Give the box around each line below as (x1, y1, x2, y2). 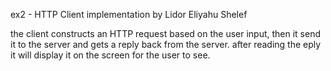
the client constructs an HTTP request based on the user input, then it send (10, 28, 322, 39)
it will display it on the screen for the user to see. (10, 49, 211, 61)
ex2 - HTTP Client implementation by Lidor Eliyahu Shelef (10, 9, 248, 20)
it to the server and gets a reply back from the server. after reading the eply (10, 39, 322, 50)
